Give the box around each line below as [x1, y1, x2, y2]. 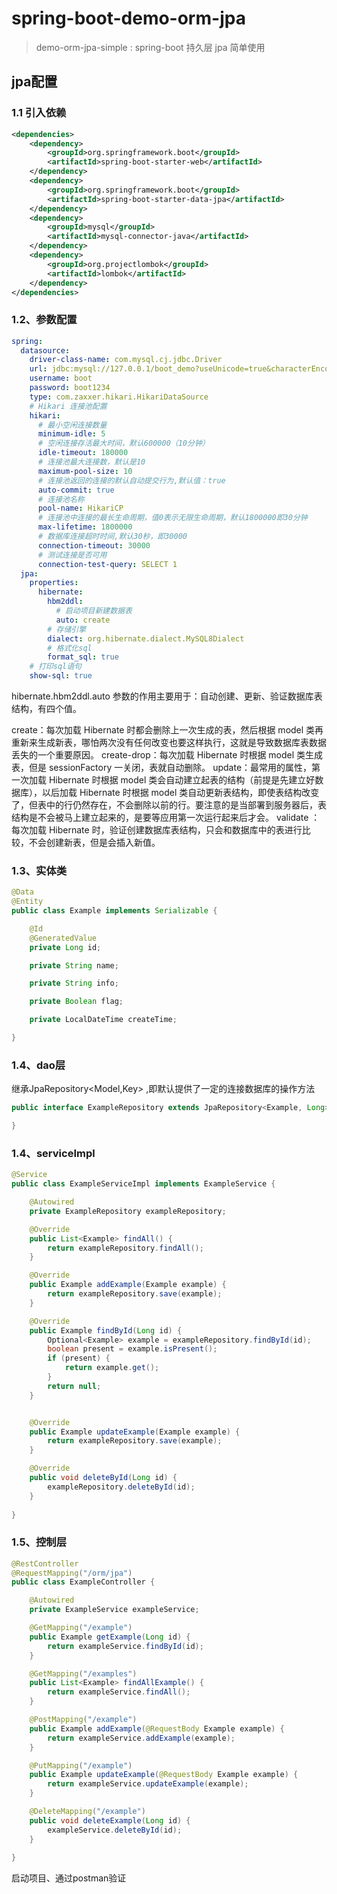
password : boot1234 [29, 383, 111, 393]
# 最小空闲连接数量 [37, 420, 108, 430]
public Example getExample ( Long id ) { [29, 1632, 191, 1642]
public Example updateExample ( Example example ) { [29, 1427, 241, 1437]
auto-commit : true [37, 485, 115, 495]
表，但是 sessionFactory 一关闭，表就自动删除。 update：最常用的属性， [11, 762, 313, 774]
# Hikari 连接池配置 [29, 401, 108, 411]
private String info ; [29, 978, 119, 989]
